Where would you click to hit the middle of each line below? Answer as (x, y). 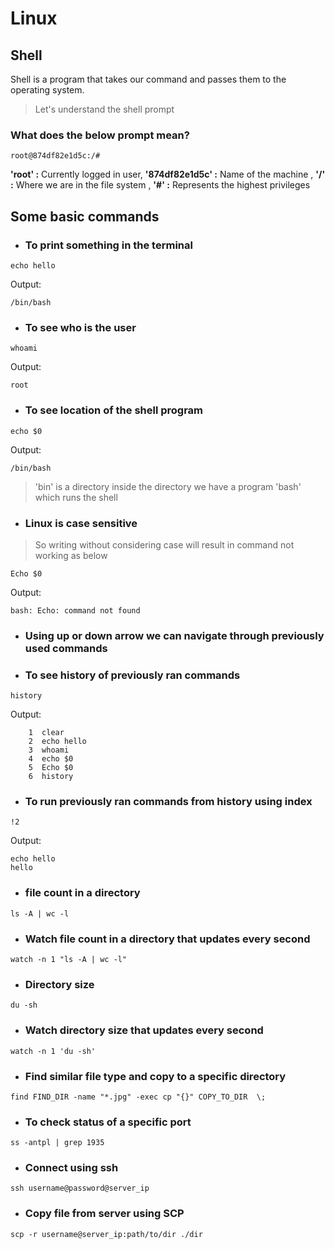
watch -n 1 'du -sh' (53, 1051)
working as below (71, 555)
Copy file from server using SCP (104, 1214)
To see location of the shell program (114, 410)
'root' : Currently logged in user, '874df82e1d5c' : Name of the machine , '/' (168, 174)
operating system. (47, 90)
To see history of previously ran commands (132, 675)
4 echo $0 (51, 759)
